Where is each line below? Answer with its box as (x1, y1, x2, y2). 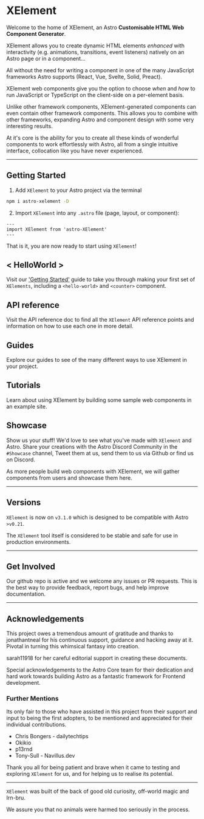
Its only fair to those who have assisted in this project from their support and (6, 708, 197, 715)
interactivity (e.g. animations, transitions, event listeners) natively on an (6, 48, 185, 55)
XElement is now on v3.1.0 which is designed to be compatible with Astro (6, 514, 189, 521)
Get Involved (6, 561, 56, 571)
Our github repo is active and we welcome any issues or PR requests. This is (6, 577, 198, 585)
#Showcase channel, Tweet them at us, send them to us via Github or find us (6, 449, 194, 457)
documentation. (6, 590, 46, 598)
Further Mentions (6, 695, 59, 703)
